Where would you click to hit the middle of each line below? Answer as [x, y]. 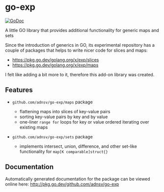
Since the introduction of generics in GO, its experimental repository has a [80, 45]
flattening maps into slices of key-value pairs [65, 111]
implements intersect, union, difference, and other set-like [78, 146]
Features [19, 90]
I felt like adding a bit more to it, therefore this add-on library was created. [80, 74]
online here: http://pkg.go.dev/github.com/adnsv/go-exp [62, 184]
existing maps [34, 127]
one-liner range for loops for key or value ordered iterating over [84, 122]
